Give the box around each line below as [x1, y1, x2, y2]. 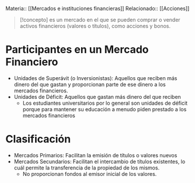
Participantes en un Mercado [5, 43, 149, 56]
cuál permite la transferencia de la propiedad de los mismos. [13, 164, 160, 171]
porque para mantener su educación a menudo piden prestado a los [22, 105, 187, 113]
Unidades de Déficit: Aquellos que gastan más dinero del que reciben [13, 93, 182, 100]
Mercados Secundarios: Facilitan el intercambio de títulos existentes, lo [13, 158, 186, 165]
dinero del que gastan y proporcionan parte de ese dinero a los [13, 81, 166, 88]
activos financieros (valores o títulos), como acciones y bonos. [19, 23, 170, 29]
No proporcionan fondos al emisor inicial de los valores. [22, 170, 157, 177]
